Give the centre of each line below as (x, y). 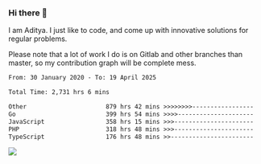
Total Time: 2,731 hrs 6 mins (59, 92)
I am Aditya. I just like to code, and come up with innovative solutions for (128, 31)
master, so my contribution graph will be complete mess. (102, 63)
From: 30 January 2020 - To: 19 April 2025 (83, 78)
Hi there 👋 (28, 13)
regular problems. (38, 39)
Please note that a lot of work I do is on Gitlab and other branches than (126, 55)
